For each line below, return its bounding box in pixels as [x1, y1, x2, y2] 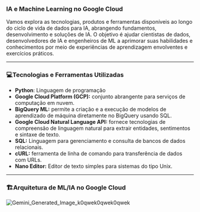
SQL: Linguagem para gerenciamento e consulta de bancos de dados [14, 137, 186, 144]
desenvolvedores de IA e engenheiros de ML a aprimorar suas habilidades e [6, 38, 193, 45]
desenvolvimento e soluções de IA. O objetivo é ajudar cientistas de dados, [6, 31, 190, 38]
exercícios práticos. [6, 50, 55, 57]
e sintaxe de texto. [14, 130, 61, 138]
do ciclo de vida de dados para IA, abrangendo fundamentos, [6, 24, 157, 32]
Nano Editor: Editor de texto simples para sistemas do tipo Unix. [14, 163, 173, 170]
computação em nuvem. [14, 99, 75, 106]
